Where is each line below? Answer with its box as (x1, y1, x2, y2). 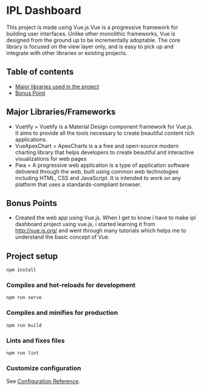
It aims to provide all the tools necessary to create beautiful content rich (15, 129, 195, 137)
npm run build (6, 322, 42, 328)
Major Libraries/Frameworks (6, 107, 116, 117)
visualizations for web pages (15, 155, 86, 162)
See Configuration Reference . (6, 378, 80, 385)
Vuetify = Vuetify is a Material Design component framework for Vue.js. (15, 123, 194, 130)
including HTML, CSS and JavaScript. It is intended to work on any (15, 174, 181, 181)
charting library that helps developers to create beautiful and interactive (15, 149, 195, 156)
